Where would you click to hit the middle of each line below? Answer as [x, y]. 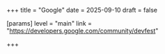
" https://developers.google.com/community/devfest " [82, 31]
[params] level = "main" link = [49, 23]
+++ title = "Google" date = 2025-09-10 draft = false [82, 10]
